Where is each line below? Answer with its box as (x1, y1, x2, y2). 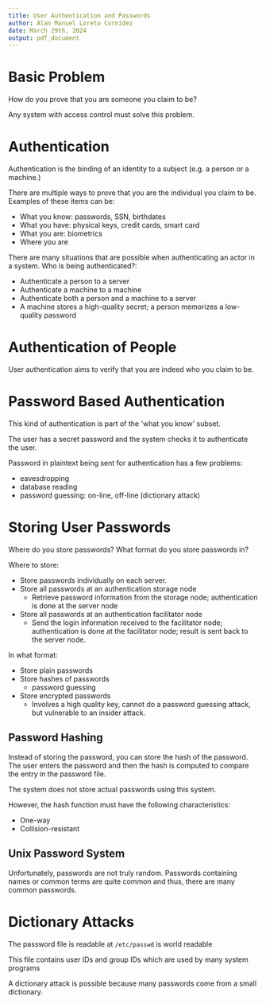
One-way (19, 815, 51, 825)
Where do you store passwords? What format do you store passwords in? (8, 545, 249, 554)
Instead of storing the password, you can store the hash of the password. (8, 752, 249, 761)
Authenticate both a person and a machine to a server (19, 294, 197, 303)
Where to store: (8, 560, 60, 569)
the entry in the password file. (8, 769, 106, 779)
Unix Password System (8, 847, 125, 861)
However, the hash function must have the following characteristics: (8, 799, 230, 809)
